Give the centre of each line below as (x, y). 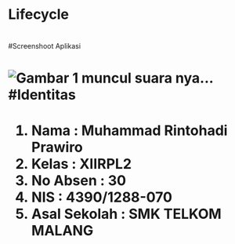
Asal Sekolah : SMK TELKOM (126, 214)
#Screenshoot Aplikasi (44, 46)
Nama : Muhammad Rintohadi (129, 130)
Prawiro (57, 147)
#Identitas (42, 95)
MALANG (62, 230)
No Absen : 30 (79, 180)
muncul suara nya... (147, 78)
